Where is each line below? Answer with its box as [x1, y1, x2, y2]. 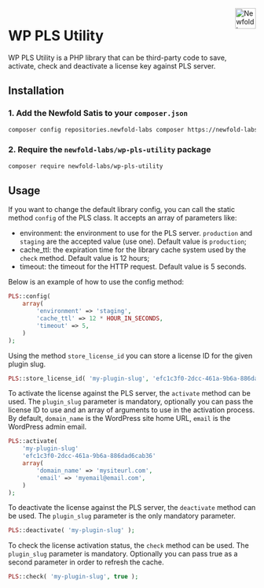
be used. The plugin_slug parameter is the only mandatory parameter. [8, 512, 236, 521]
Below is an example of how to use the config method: [8, 277, 185, 287]
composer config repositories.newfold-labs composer [8, 125, 185, 133]
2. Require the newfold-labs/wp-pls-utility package [8, 144, 211, 155]
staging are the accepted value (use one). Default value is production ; [19, 236, 247, 247]
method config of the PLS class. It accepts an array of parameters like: [8, 213, 237, 223]
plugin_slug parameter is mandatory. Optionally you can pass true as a [8, 549, 238, 559]
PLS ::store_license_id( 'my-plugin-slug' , [8, 374, 149, 382]
